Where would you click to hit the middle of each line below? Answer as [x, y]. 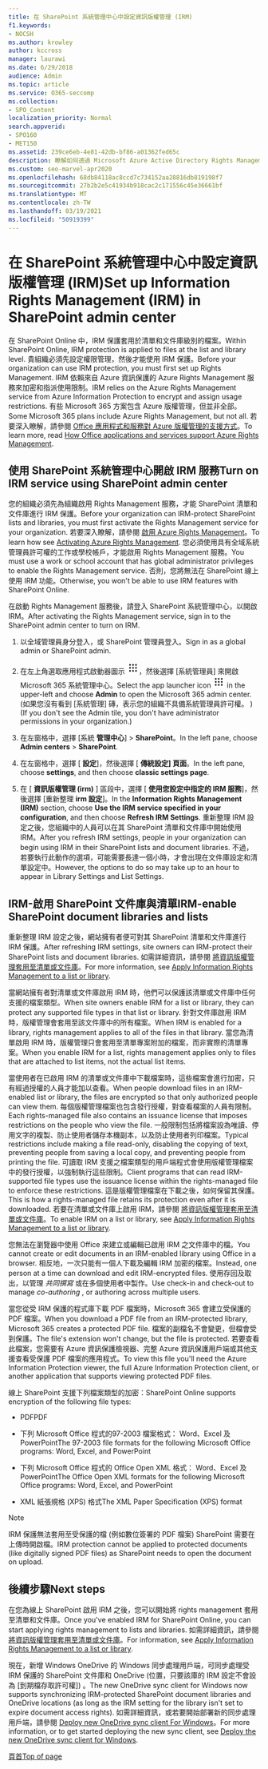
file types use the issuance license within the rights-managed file [151, 1181]
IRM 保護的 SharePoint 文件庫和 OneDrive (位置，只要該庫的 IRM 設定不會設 [132, 1675]
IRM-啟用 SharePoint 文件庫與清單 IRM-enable [122, 903]
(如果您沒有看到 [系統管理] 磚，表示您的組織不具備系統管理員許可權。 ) [136, 704]
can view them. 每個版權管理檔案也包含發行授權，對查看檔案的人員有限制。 [132, 1107]
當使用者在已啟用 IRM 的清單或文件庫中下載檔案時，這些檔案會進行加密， [128, 1078]
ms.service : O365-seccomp [51, 93]
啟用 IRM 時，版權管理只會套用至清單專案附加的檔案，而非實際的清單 [128, 1043]
